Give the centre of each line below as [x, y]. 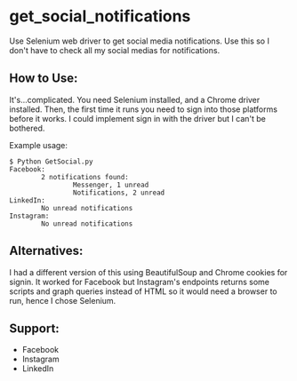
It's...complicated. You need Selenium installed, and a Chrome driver [135, 99]
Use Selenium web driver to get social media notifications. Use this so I [139, 41]
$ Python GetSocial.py [51, 162]
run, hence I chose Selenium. [63, 300]
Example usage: [39, 145]
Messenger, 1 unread [111, 185]
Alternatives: [46, 251]
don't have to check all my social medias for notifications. [115, 50]
